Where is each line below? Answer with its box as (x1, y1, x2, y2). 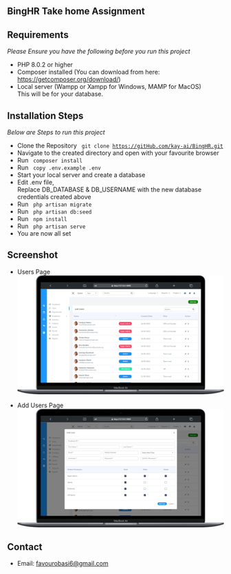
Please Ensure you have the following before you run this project (7, 48, 190, 56)
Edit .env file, (16, 178, 54, 187)
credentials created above (16, 193, 91, 201)
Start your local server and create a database (16, 171, 146, 179)
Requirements (7, 29, 69, 41)
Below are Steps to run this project (7, 128, 105, 136)
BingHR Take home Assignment (7, 6, 146, 17)
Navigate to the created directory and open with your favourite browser (16, 149, 219, 157)
